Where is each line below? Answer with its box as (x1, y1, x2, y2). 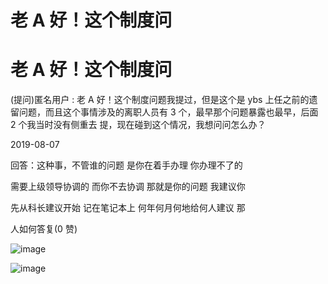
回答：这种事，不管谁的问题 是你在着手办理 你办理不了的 (10, 159, 243, 171)
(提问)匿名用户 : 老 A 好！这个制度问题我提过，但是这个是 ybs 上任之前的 (10, 94, 310, 106)
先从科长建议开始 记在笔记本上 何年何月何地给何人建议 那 (10, 202, 246, 214)
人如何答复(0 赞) (10, 223, 78, 235)
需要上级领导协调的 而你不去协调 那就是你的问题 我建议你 (10, 181, 246, 193)
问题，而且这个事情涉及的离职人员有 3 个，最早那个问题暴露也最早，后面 (18, 106, 319, 118)
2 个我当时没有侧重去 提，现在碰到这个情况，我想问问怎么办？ (10, 119, 267, 131)
